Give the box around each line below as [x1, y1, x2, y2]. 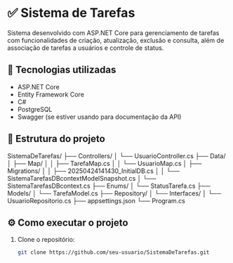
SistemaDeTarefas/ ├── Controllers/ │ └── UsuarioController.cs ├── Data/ [7, 151, 226, 160]
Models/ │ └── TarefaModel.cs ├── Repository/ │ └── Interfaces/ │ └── [7, 188, 222, 198]
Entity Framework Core [17, 90, 84, 98]
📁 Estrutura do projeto [7, 133, 105, 145]
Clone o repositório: [17, 236, 75, 244]
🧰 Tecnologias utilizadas [7, 64, 116, 76]
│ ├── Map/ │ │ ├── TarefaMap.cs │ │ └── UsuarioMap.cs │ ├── [7, 159, 202, 167]
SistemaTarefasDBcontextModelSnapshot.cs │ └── [7, 174, 157, 182]
